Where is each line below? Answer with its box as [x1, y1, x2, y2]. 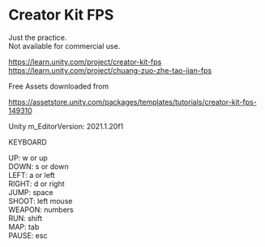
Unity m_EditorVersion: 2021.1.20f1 [8, 121, 124, 131]
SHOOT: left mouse [8, 196, 73, 206]
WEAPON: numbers [8, 205, 75, 214]
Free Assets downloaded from [8, 81, 109, 91]
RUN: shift [8, 213, 43, 223]
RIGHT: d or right [8, 179, 65, 188]
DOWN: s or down [8, 161, 69, 171]
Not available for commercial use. [8, 41, 121, 50]
